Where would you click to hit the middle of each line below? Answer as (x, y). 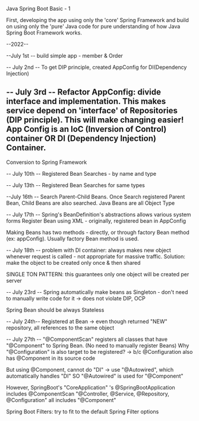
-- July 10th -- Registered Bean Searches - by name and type (81, 173)
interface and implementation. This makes (86, 101)
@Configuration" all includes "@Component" (61, 400)
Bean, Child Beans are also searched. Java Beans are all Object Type (91, 203)
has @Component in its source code (51, 358)
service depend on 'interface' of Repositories (92, 111)
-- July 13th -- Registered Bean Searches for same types (76, 185)
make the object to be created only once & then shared (73, 262)
